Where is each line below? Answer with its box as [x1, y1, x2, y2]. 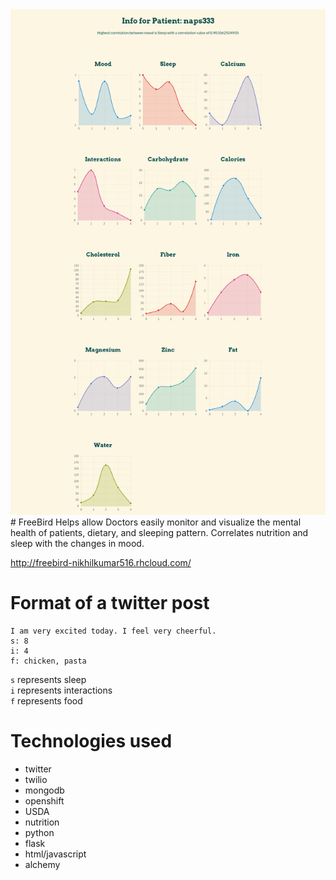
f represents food [10, 694, 83, 707]
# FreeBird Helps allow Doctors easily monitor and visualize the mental [10, 516, 302, 528]
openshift [24, 794, 65, 807]
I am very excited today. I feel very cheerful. [10, 626, 217, 636]
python [24, 826, 55, 838]
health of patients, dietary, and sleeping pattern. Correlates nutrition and [10, 526, 309, 538]
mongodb [24, 784, 65, 796]
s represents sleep [10, 673, 87, 685]
